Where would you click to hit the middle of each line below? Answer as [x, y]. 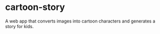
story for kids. [19, 26]
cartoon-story [35, 7]
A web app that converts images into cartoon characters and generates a [80, 21]
